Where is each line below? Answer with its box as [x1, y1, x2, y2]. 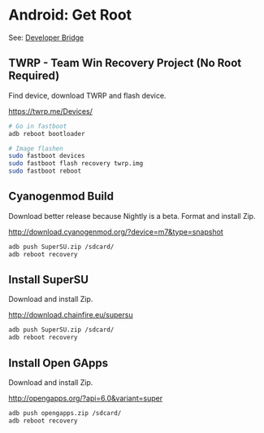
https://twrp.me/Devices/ [8, 106, 93, 116]
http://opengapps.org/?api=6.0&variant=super [8, 393, 163, 403]
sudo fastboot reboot [8, 167, 82, 176]
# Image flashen [8, 144, 63, 152]
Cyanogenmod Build [8, 190, 114, 203]
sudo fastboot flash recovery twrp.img [8, 160, 144, 168]
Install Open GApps [8, 356, 109, 370]
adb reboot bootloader [8, 129, 85, 138]
